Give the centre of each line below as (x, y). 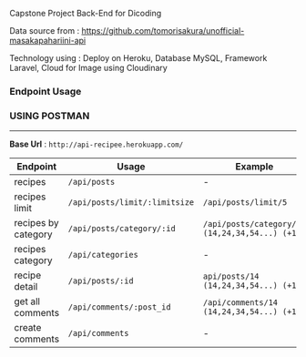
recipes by (36, 223)
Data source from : (45, 31)
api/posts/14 (231, 276)
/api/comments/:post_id (119, 307)
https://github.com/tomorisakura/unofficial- (163, 31)
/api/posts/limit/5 (245, 203)
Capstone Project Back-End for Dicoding (86, 13)
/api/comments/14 (241, 303)
